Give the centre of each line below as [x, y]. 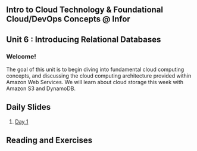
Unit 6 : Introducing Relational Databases [84, 39]
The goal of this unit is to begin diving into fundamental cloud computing [95, 70]
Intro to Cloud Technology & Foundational [85, 10]
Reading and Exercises [49, 141]
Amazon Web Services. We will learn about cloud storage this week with [95, 82]
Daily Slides [29, 107]
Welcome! [21, 56]
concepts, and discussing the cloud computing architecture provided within [99, 76]
